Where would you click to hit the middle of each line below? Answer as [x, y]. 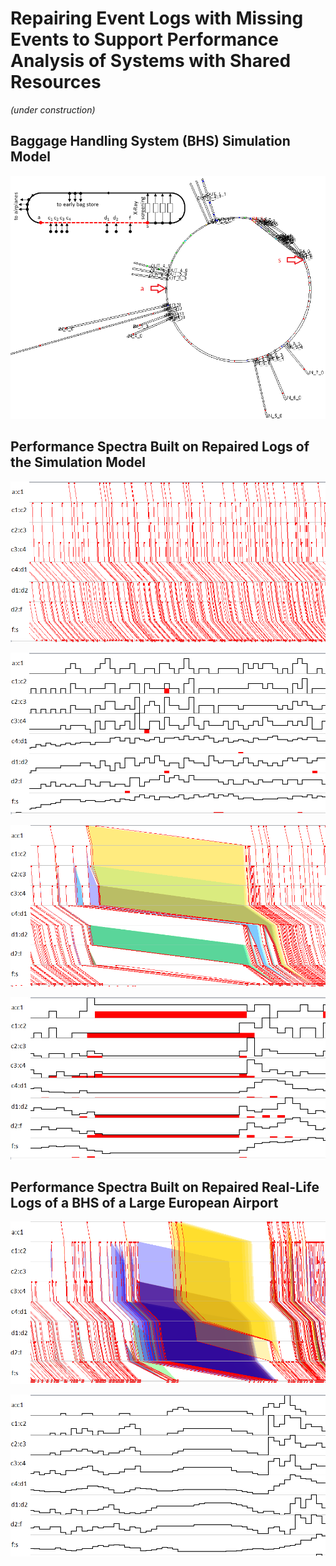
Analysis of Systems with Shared [151, 61]
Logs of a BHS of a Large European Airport [144, 1203]
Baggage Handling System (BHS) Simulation [150, 141]
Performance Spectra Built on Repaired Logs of [160, 447]
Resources [56, 82]
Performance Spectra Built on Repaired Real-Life [165, 1187]
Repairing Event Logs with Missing [157, 18]
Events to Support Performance [144, 39]
